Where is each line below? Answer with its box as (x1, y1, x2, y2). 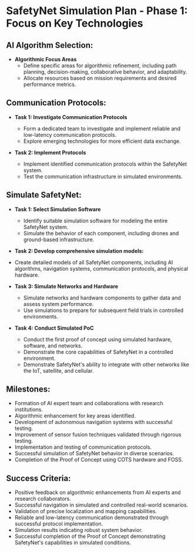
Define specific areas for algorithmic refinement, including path (23, 62, 177, 69)
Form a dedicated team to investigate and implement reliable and (23, 125, 181, 132)
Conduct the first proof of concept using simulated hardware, (23, 336, 172, 343)
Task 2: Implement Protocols (14, 149, 86, 156)
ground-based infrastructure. (23, 236, 95, 243)
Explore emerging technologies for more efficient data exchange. (23, 137, 181, 144)
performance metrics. (23, 81, 76, 88)
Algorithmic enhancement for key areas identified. (14, 412, 136, 419)
